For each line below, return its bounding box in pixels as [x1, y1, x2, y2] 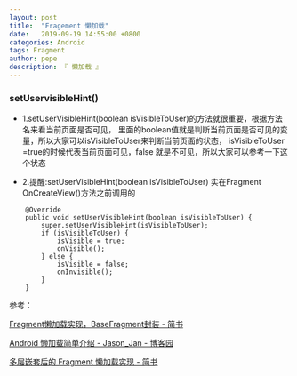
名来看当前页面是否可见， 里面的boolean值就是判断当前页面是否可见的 [21, 124, 280, 135]
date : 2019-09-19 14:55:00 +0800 [9, 29, 141, 38]
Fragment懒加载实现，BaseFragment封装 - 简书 [9, 319, 184, 330]
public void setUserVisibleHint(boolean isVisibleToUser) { [25, 213, 253, 222]
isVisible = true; [56, 236, 125, 245]
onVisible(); [56, 244, 105, 253]
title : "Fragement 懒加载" [9, 21, 109, 30]
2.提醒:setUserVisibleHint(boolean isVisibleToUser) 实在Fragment [21, 177, 262, 188]
